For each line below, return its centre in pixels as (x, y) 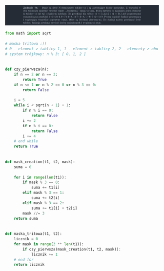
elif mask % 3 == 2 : (43, 203)
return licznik (29, 265)
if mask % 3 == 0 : (41, 182)
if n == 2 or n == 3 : (36, 75)
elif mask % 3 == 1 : (43, 193)
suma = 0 (23, 167)
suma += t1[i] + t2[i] (54, 208)
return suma (26, 218)
